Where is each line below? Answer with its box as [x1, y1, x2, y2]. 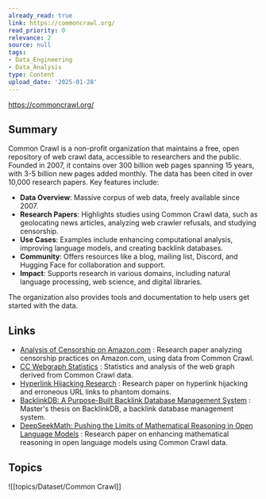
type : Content [8, 71, 56, 79]
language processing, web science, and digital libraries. [19, 277, 202, 286]
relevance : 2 [8, 33, 52, 42]
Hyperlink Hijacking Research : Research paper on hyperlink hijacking [19, 378, 249, 389]
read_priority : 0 [8, 26, 66, 34]
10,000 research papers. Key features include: [8, 178, 160, 187]
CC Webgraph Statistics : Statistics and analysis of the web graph [19, 362, 235, 371]
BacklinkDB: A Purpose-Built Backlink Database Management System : [19, 396, 252, 405]
